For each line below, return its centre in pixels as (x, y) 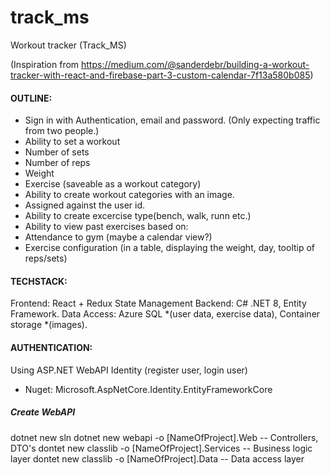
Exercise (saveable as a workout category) (113, 184)
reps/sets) (46, 258)
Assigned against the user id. (85, 205)
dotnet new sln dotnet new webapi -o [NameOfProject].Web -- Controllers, (164, 437)
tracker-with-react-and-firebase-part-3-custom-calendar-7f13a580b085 (160, 75)
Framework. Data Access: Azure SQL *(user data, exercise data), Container (165, 314)
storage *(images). (49, 325)
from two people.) (62, 131)
